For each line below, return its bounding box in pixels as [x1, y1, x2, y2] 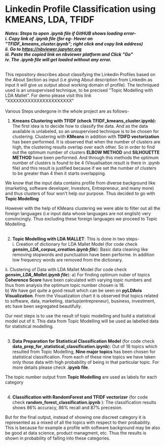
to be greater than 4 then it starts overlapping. [12, 170, 106, 176]
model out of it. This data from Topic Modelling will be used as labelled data [5, 318, 159, 324]
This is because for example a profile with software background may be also [5, 424, 160, 431]
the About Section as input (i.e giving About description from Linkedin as [5, 77, 153, 83]
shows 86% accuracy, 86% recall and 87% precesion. [12, 404, 123, 410]
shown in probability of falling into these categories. [5, 435, 111, 441]
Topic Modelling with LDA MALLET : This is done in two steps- [12, 236, 139, 242]
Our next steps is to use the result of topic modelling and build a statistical [5, 312, 156, 318]
